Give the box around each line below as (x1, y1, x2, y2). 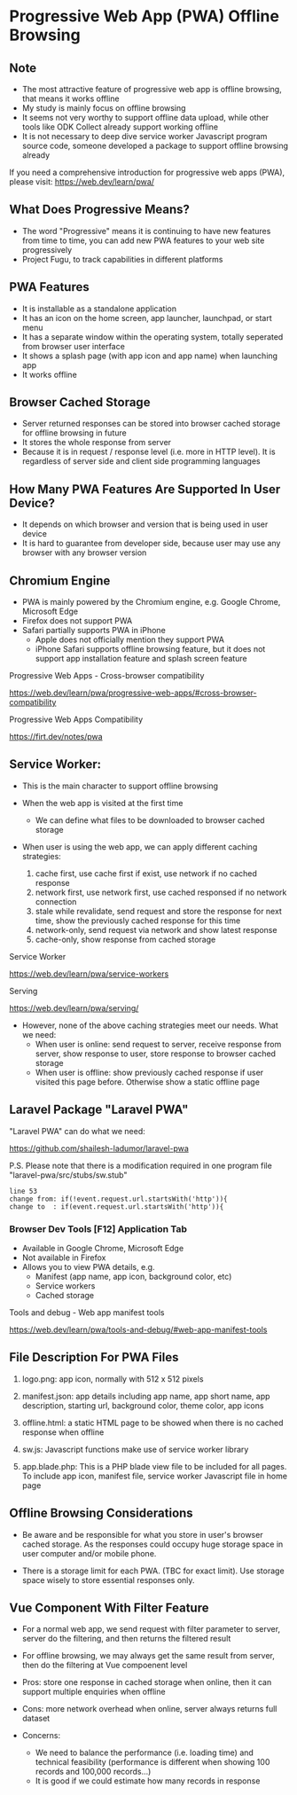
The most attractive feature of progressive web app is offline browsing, (21, 84, 282, 94)
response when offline (21, 1426, 105, 1438)
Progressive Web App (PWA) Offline (9, 6, 279, 27)
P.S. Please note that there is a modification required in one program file (9, 1160, 272, 1171)
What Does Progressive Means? (9, 202, 191, 217)
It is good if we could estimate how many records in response (35, 1775, 261, 1786)
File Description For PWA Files (9, 1350, 179, 1365)
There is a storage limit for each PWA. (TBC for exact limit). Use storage (21, 1565, 285, 1576)
